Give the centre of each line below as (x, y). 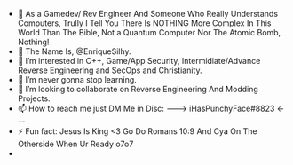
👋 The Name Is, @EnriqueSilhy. (74, 51)
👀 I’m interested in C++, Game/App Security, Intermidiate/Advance (139, 61)
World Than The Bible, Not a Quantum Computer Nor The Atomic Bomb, (149, 32)
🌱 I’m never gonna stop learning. (77, 79)
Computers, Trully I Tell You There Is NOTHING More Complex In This (144, 23)
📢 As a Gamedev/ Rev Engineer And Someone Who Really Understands (147, 14)
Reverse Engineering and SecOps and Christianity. (110, 70)
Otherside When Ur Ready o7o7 (75, 144)
